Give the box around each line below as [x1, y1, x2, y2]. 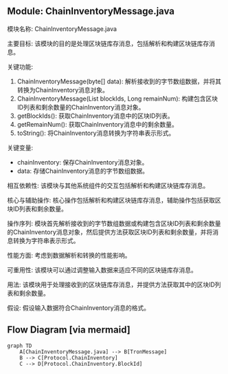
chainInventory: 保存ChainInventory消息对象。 [16, 158, 148, 166]
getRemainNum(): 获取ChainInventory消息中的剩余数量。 [16, 120, 179, 128]
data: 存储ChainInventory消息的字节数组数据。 [16, 167, 149, 175]
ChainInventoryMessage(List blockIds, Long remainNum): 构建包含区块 [16, 94, 218, 103]
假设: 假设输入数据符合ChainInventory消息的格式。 [7, 303, 150, 312]
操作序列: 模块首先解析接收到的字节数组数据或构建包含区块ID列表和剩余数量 [7, 219, 221, 227]
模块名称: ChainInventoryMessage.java [7, 24, 117, 33]
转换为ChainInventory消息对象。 [16, 85, 109, 94]
